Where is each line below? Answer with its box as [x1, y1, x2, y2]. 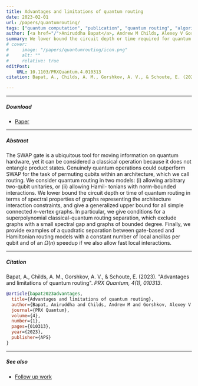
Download [6, 103, 32, 110]
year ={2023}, [11, 329, 44, 335]
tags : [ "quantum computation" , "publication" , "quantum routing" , [6, 25, 173, 31]
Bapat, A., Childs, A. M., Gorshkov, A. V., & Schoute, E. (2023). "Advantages [6, 273, 190, 280]
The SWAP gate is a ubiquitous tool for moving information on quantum [6, 152, 179, 159]
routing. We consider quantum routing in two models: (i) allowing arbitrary [6, 177, 186, 184]
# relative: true [6, 58, 60, 64]
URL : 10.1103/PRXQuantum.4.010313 [16, 69, 101, 75]
